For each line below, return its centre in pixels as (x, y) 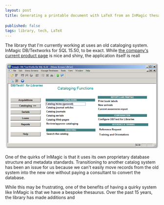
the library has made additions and (40, 198)
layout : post (18, 10)
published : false (23, 26)
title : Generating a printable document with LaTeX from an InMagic (76, 15)
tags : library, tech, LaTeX (34, 31)
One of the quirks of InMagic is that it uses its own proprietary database (77, 157)
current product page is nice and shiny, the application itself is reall (72, 56)
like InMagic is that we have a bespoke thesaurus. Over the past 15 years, (79, 192)
